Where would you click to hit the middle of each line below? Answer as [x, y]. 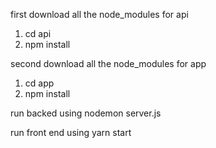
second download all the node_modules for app [108, 63]
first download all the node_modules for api [99, 14]
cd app [39, 83]
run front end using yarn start [71, 132]
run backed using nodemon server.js [86, 113]
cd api [38, 33]
